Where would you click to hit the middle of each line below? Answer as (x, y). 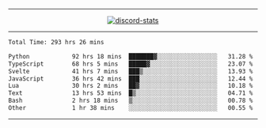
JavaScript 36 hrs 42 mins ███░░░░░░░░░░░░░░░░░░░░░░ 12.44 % (131, 79)
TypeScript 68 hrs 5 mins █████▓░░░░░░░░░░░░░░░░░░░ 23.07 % (131, 64)
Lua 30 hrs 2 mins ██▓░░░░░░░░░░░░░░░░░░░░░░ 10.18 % (131, 86)
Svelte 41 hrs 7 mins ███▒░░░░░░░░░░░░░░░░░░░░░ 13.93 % (131, 71)
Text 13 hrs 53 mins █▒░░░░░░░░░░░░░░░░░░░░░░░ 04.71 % (131, 93)
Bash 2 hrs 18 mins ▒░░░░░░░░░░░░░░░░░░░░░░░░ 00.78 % (131, 101)
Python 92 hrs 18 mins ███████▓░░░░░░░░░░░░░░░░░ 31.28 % (131, 56)
